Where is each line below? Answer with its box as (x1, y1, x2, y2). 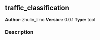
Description (5, 28, 34, 35)
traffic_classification (5, 4, 69, 12)
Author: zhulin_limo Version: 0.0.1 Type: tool (5, 16, 96, 22)
